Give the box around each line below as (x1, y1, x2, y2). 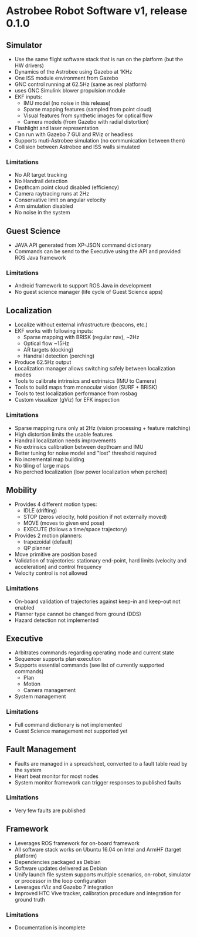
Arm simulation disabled (14, 203, 73, 210)
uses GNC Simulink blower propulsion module (14, 87, 126, 94)
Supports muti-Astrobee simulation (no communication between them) (14, 137, 186, 144)
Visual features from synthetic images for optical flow (23, 112, 153, 119)
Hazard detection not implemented (14, 617, 98, 624)
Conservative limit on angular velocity (14, 196, 106, 204)
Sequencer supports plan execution (14, 655, 101, 663)
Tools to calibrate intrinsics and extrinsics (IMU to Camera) (14, 378, 157, 385)
